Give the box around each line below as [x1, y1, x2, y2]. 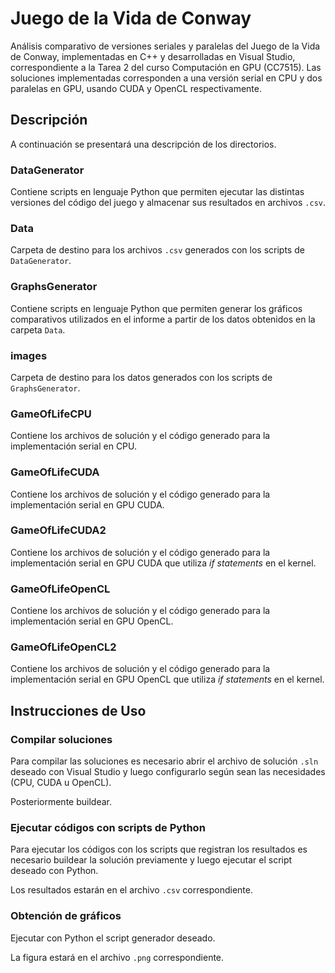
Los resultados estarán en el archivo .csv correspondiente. [10, 884, 253, 896]
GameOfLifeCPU [10, 407, 92, 421]
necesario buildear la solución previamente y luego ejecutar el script [10, 854, 293, 866]
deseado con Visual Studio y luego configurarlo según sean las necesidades [10, 766, 326, 778]
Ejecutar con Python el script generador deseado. [10, 932, 216, 944]
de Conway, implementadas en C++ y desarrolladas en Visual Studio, [10, 50, 296, 62]
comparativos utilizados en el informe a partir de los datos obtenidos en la [10, 313, 316, 325]
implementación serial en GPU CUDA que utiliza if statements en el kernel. [10, 557, 317, 569]
